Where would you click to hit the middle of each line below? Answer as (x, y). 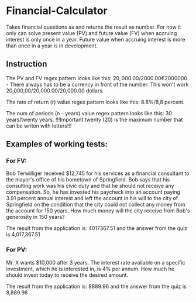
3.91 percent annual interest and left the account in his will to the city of (92, 198)
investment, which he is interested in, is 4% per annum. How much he (90, 269)
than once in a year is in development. (52, 46)
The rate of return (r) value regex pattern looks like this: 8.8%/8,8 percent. (95, 102)
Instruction (27, 64)
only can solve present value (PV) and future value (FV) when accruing (92, 33)
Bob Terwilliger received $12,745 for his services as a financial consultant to (98, 173)
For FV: (16, 161)
